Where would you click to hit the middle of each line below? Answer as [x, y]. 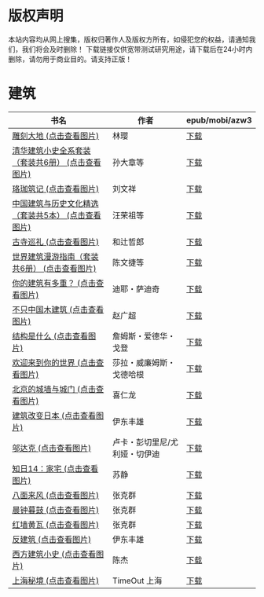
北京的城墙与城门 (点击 [54, 389]
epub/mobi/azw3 [219, 120]
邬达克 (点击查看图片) [52, 448]
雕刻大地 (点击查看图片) [56, 136]
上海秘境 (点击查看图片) [56, 581]
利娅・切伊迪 [136, 454]
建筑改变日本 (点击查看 [54, 416]
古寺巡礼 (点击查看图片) [56, 242]
